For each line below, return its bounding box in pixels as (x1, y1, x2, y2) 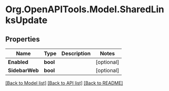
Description (61, 50, 91, 57)
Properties (5, 35, 40, 43)
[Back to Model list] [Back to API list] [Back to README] (5, 80, 123, 86)
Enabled (8, 59, 29, 65)
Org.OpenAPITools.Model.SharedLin (5, 4, 164, 15)
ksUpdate (5, 14, 48, 26)
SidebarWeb (8, 67, 39, 74)
